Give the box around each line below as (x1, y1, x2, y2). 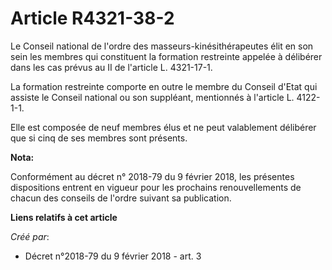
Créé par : (10, 230, 50, 242)
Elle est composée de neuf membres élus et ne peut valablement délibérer (10, 121, 317, 133)
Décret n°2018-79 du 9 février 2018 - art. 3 (24, 250, 202, 262)
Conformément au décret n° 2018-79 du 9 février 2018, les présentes (10, 170, 295, 182)
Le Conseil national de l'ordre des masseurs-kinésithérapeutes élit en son (10, 40, 314, 52)
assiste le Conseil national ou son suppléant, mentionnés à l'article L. (10, 91, 295, 103)
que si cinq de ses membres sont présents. (10, 132, 188, 144)
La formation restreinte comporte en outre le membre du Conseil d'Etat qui (10, 80, 318, 92)
